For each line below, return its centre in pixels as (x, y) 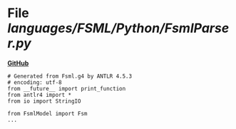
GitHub (18, 63)
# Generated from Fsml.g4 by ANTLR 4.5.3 (70, 76)
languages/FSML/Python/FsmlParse (118, 28)
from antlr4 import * (40, 95)
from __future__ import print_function (67, 88)
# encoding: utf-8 (35, 82)
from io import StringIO (44, 101)
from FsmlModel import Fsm (47, 113)
